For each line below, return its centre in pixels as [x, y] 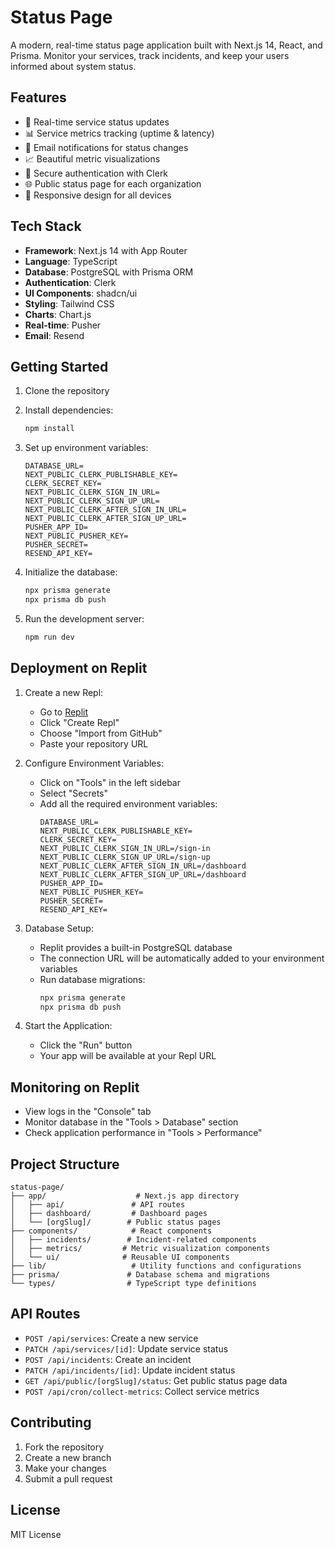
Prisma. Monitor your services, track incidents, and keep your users [150, 55]
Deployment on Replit [79, 668]
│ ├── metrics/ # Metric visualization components [140, 1249]
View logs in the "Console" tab [88, 1112]
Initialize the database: [71, 572]
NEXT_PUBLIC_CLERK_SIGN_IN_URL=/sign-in [125, 848]
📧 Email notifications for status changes [106, 147]
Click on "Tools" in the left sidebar [110, 782]
